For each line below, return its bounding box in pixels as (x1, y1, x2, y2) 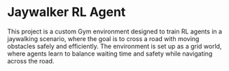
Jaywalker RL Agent (7, 4, 126, 20)
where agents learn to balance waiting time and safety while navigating (7, 49, 213, 58)
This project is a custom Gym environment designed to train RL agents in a (7, 27, 223, 35)
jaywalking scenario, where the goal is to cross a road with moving (7, 34, 200, 42)
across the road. (7, 56, 55, 65)
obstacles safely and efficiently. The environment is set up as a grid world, (7, 42, 222, 50)
